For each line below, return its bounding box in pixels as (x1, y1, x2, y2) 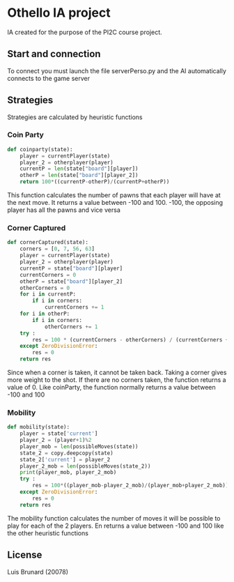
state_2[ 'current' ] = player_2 (19, 456, 111, 463)
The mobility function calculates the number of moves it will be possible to (7, 514, 221, 522)
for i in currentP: (19, 291, 77, 298)
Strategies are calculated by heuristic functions (7, 113, 143, 121)
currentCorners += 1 (44, 304, 104, 311)
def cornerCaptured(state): (7, 239, 89, 246)
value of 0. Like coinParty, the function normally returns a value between (7, 383, 216, 392)
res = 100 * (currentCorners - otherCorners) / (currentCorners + (32, 336, 229, 343)
